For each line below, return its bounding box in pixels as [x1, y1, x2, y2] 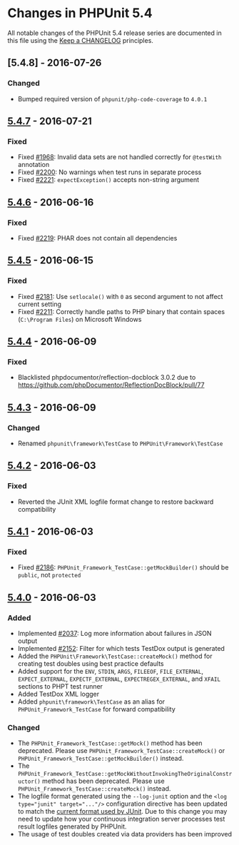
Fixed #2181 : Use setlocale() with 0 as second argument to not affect [17, 292, 223, 300]
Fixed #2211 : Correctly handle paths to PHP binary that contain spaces [17, 307, 225, 315]
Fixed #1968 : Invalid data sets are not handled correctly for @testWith [17, 153, 222, 161]
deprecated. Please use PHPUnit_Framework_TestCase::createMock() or [17, 747, 225, 755]
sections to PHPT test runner [17, 682, 103, 691]
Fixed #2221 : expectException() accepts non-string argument [17, 176, 200, 184]
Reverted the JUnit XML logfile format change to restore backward [17, 497, 214, 506]
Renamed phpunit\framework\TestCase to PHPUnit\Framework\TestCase [17, 439, 223, 447]
